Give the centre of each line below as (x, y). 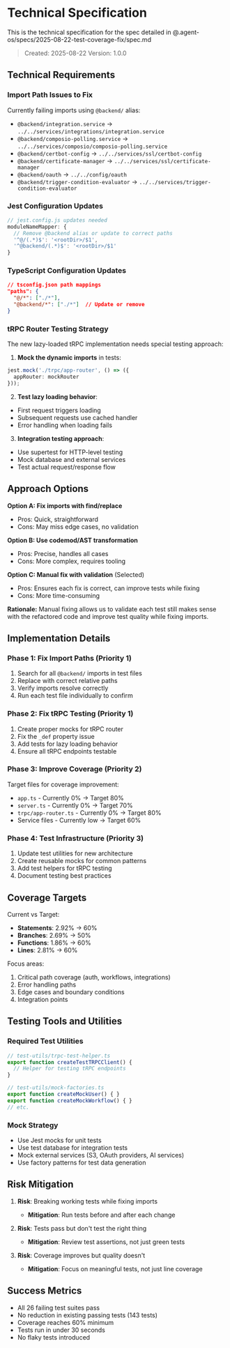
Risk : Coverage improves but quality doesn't (81, 1255)
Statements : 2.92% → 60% (57, 928)
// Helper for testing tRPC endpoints (70, 1069)
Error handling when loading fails (65, 425)
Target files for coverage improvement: (63, 784)
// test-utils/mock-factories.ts (56, 1088)
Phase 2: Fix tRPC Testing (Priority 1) (70, 714)
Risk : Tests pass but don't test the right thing (82, 1228)
